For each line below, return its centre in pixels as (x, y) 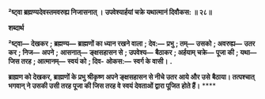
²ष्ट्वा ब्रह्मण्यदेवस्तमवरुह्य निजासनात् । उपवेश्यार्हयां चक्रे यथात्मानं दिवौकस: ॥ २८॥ (110, 12)
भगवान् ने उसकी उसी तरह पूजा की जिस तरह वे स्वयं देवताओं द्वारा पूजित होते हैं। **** (112, 86)
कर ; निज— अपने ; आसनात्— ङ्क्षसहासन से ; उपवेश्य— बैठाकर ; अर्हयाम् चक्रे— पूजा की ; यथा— (132, 52)
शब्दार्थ (16, 28)
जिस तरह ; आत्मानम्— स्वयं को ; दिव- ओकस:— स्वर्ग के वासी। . (90, 61)
